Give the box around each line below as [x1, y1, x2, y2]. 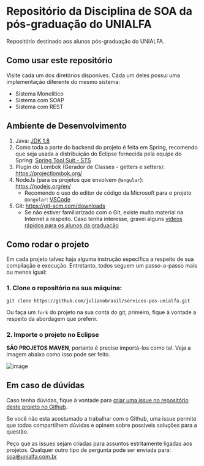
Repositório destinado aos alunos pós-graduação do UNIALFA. [6, 37, 165, 45]
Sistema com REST [15, 103, 64, 110]
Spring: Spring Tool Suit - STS [15, 156, 91, 163]
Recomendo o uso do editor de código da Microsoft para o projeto [24, 189, 192, 197]
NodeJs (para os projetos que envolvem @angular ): [15, 176, 144, 183]
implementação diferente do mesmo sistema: [6, 78, 121, 85]
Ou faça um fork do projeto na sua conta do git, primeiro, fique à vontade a [6, 308, 197, 316]
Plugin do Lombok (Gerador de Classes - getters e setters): [15, 163, 165, 170]
